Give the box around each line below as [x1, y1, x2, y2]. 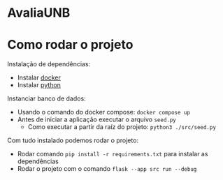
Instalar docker [17, 73, 61, 82]
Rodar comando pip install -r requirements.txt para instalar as [17, 150, 208, 158]
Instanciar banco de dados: [7, 94, 86, 103]
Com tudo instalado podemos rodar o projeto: [7, 136, 138, 144]
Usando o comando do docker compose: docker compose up [17, 108, 191, 117]
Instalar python [17, 81, 62, 89]
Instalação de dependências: [7, 60, 91, 68]
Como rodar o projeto [7, 37, 134, 53]
